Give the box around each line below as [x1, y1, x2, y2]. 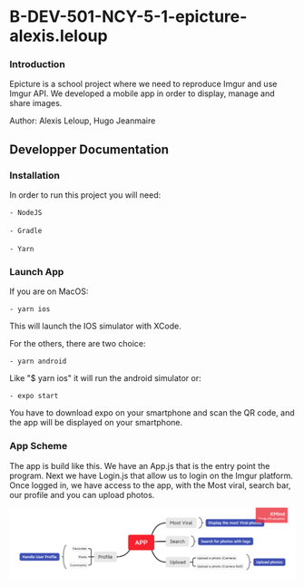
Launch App [9, 266, 64, 279]
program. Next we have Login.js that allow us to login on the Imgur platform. [9, 470, 293, 481]
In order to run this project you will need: [9, 190, 162, 201]
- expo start [9, 392, 59, 401]
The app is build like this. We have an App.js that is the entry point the [9, 460, 270, 471]
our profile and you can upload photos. [9, 489, 155, 500]
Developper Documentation [9, 142, 170, 157]
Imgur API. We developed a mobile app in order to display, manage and [9, 88, 275, 99]
